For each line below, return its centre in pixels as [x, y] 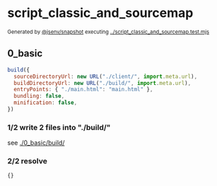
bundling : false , [39, 96]
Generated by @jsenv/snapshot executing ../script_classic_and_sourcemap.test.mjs [108, 32]
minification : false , [46, 103]
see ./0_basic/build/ [36, 143]
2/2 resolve [27, 161]
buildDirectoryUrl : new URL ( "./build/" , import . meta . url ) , [102, 83]
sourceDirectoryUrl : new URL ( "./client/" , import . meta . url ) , [106, 76]
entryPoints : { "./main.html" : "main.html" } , [83, 90]
